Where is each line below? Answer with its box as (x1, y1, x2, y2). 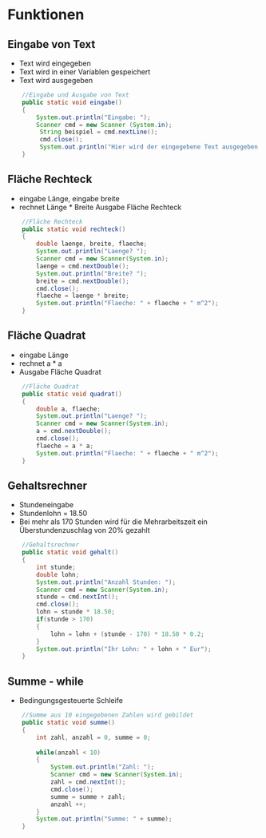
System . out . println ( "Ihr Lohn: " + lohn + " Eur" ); (36, 645, 212, 653)
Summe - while (7, 674, 85, 688)
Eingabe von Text (7, 38, 96, 51)
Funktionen (7, 6, 85, 24)
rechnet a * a (18, 358, 62, 368)
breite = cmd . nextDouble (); (36, 277, 129, 285)
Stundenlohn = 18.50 (18, 509, 88, 518)
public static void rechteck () (22, 225, 126, 233)
